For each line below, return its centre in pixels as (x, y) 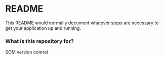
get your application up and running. (43, 28)
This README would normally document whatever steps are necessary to (82, 23)
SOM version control (27, 52)
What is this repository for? (40, 41)
